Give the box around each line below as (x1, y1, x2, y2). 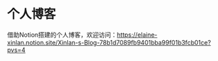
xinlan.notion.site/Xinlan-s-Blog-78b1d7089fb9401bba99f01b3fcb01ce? (7, 38, 211, 46)
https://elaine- (116, 31, 158, 39)
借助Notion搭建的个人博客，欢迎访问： (7, 31, 118, 39)
